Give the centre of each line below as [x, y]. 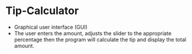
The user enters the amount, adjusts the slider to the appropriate [93, 33]
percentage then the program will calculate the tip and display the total [100, 39]
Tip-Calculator [42, 11]
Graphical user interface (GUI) [51, 27]
